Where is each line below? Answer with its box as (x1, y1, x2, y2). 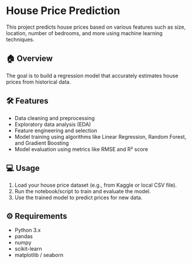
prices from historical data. (6, 78, 71, 85)
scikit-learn (14, 245, 42, 252)
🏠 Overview (6, 54, 53, 64)
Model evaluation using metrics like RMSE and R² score (14, 145, 148, 153)
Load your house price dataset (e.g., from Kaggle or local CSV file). (14, 181, 177, 188)
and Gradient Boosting (14, 139, 69, 146)
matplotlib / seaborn (14, 252, 63, 259)
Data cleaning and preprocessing (14, 114, 95, 121)
